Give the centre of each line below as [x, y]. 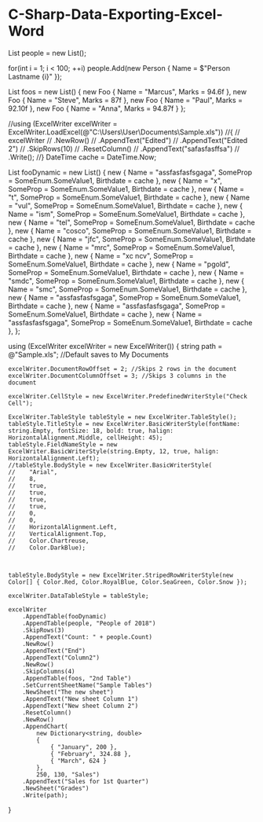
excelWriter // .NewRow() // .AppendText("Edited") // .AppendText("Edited [128, 140]
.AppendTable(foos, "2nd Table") [77, 678]
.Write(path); [45, 795]
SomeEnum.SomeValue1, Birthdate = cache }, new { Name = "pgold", [119, 264]
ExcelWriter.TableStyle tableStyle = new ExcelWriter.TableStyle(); [122, 417]
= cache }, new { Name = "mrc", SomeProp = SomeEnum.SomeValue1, [122, 247]
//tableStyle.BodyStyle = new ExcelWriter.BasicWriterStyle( [110, 465]
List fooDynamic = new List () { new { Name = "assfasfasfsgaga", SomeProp [130, 172]
